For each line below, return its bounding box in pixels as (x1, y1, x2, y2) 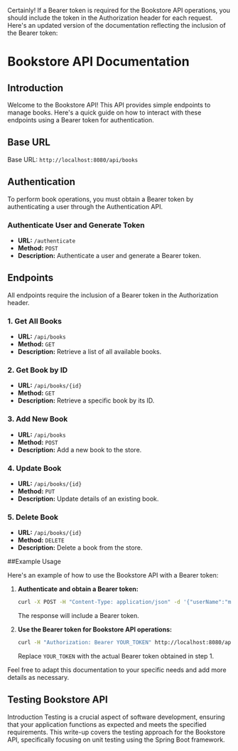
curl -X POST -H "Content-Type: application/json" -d (17, 599, 180, 606)
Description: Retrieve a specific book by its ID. (17, 396, 155, 405)
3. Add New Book (7, 414, 68, 424)
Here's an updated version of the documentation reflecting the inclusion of (7, 21, 226, 29)
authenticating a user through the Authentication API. (7, 202, 163, 211)
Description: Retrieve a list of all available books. (17, 348, 162, 356)
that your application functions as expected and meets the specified (7, 720, 207, 728)
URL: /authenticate (17, 236, 76, 245)
